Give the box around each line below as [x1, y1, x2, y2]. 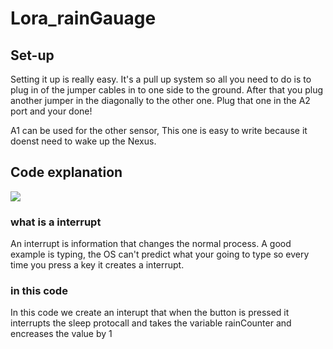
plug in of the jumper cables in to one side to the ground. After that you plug [10, 84, 324, 96]
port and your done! [10, 105, 93, 117]
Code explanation [10, 164, 123, 181]
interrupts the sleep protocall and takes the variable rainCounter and [10, 317, 292, 329]
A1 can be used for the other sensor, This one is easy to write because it [10, 125, 308, 136]
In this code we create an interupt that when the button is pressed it [10, 307, 290, 319]
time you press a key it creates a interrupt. [10, 259, 185, 271]
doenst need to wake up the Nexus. [10, 135, 157, 147]
